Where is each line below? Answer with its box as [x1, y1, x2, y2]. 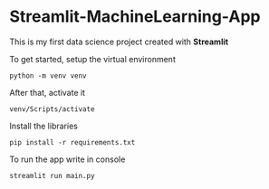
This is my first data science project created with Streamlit [9, 36, 229, 47]
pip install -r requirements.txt [9, 137, 136, 146]
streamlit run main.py [9, 171, 95, 180]
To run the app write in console [9, 154, 126, 165]
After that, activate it [9, 87, 86, 98]
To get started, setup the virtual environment [9, 53, 177, 64]
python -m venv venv [9, 71, 88, 80]
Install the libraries [9, 120, 79, 131]
